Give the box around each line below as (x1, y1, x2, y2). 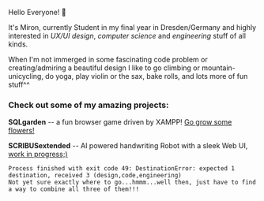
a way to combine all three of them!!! (8, 185, 140, 193)
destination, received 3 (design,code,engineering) (8, 172, 182, 180)
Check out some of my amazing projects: (8, 99, 169, 110)
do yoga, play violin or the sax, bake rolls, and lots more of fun (44, 72, 248, 80)
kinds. (8, 39, 28, 49)
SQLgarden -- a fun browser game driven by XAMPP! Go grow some (8, 117, 232, 127)
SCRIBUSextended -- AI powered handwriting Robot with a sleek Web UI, (8, 141, 248, 151)
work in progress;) (8, 150, 69, 159)
